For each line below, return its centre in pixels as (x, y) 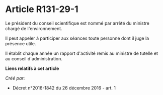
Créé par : (15, 78)
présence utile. (21, 43)
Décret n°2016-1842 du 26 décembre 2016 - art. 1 (64, 88)
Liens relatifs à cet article (32, 68)
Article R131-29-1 (42, 9)
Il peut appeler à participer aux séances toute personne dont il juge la (77, 38)
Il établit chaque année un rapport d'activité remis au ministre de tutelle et (82, 53)
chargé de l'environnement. (34, 28)
